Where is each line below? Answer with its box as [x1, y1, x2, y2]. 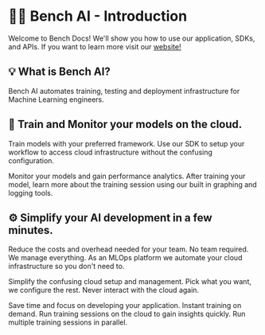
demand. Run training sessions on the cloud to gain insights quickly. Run [8, 310, 246, 319]
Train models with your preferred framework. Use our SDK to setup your [8, 138, 245, 148]
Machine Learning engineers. [8, 95, 105, 104]
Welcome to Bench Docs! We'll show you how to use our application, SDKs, [8, 33, 255, 43]
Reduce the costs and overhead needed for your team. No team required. [8, 244, 249, 254]
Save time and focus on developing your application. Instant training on [8, 301, 242, 310]
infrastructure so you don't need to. [8, 262, 125, 271]
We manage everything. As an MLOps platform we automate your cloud [8, 253, 243, 263]
